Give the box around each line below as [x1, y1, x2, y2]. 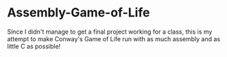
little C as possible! [7, 42, 61, 50]
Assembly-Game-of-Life [7, 5, 150, 21]
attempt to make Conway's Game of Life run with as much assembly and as [7, 34, 221, 43]
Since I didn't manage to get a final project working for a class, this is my [7, 27, 213, 36]
